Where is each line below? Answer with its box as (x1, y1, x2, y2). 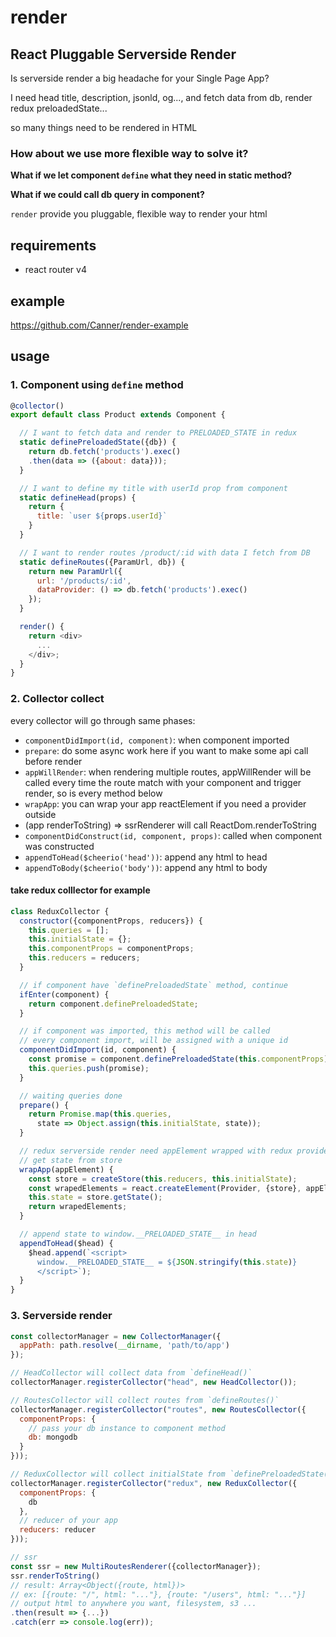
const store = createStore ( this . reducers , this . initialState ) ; (28, 1174, 298, 1184)
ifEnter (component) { (19, 989, 110, 1000)
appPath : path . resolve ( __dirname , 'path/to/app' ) (19, 1341, 230, 1351)
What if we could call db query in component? (10, 189, 205, 201)
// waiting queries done (19, 1091, 123, 1101)
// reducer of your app (19, 1516, 118, 1526)
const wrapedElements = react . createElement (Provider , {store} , (28, 1183, 302, 1193)
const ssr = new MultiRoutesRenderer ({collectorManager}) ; (10, 1561, 262, 1571)
